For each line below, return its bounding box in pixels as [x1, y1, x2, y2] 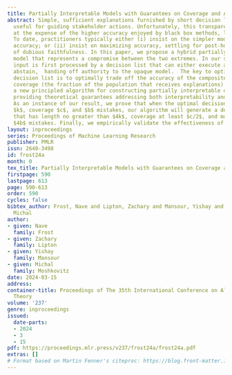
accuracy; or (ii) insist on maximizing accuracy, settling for [13, 42, 202, 49]
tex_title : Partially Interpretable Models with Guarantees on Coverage [7, 164, 221, 172]
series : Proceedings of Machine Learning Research [7, 132, 156, 139]
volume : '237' [7, 300, 48, 307]
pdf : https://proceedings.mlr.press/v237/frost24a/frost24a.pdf [7, 345, 196, 351]
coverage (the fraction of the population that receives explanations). [13, 81, 227, 88]
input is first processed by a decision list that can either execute [13, 62, 221, 68]
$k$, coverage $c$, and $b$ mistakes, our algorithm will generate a [13, 107, 217, 113]
